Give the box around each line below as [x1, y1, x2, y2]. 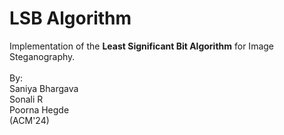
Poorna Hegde [9, 103, 70, 116]
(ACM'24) [9, 114, 50, 126]
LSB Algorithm [9, 7, 132, 30]
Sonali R [9, 93, 44, 105]
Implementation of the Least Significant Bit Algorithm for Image [9, 40, 275, 52]
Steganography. [9, 50, 76, 62]
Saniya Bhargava [9, 82, 79, 94]
